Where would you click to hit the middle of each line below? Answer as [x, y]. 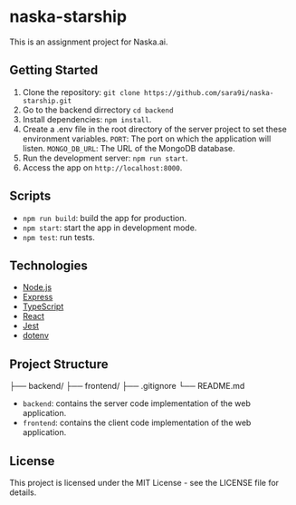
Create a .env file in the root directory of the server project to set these [154, 129]
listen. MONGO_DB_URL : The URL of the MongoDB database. [129, 148]
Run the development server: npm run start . [105, 158]
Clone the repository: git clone [81, 92]
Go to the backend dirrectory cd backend [98, 110]
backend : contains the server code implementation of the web [137, 403]
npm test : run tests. [58, 237]
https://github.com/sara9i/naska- [209, 92]
